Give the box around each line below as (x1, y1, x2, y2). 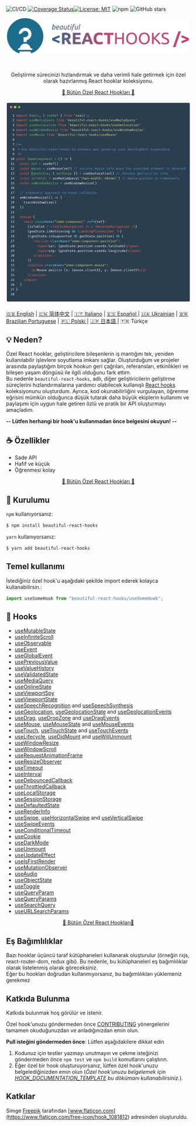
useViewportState (14, 696, 58, 703)
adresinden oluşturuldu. (130, 1113, 188, 1120)
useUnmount (14, 846, 46, 853)
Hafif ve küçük (14, 461, 50, 468)
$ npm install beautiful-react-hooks (6, 523, 98, 529)
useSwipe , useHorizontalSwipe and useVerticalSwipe (14, 814, 143, 821)
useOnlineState (14, 684, 51, 691)
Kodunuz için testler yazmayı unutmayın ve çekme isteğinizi (14, 1049, 159, 1056)
